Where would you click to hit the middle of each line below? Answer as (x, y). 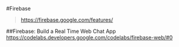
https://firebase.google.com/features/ (67, 20)
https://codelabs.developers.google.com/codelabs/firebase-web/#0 (89, 37)
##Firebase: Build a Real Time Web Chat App (61, 31)
